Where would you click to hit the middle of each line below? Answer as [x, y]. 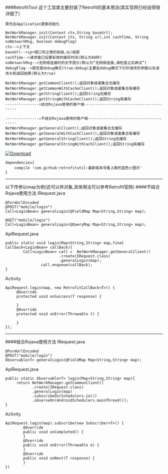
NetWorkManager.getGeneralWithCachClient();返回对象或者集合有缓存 [73, 134]
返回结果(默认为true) [36, 74]
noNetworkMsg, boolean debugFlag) [41, 42]
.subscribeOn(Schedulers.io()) [64, 396]
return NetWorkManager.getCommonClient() [60, 383]
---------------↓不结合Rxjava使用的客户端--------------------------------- [83, 119]
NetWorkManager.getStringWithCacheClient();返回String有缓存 [68, 99]
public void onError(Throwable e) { [61, 445]
